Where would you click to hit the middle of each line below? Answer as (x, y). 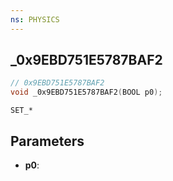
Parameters (47, 141)
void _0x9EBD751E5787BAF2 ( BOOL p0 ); (86, 92)
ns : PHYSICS (35, 19)
